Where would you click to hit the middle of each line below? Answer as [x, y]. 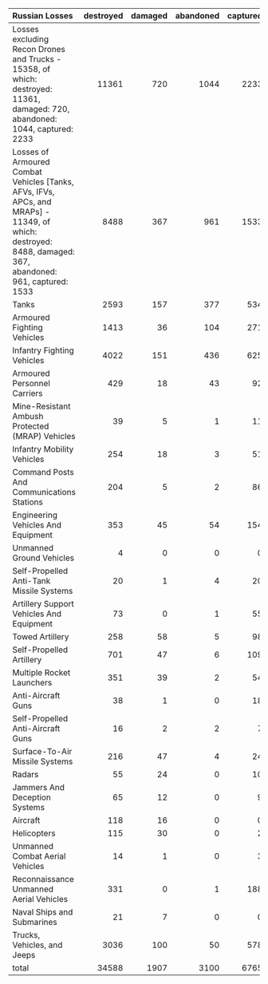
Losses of [31, 152]
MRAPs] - [31, 212]
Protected [31, 426]
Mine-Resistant [41, 406]
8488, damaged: [44, 252]
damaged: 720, [41, 109]
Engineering [35, 515]
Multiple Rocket [41, 672]
